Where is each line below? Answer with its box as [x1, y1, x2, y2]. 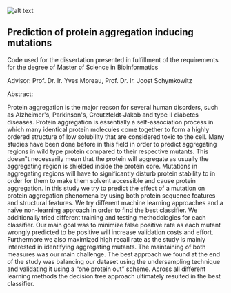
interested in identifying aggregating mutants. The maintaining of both [7, 243, 206, 251]
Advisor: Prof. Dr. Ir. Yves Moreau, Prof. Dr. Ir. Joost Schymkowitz [7, 76, 192, 84]
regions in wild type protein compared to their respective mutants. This [7, 147, 209, 155]
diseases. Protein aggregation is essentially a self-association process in [7, 117, 214, 126]
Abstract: [7, 90, 33, 98]
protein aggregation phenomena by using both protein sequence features [7, 191, 216, 200]
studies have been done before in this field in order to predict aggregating [7, 140, 217, 148]
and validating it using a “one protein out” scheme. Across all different [7, 265, 205, 273]
